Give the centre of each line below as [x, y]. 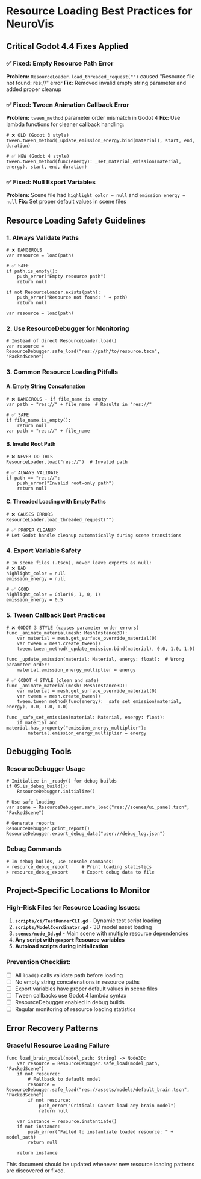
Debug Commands [34, 849]
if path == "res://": [33, 478]
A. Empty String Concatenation [46, 386]
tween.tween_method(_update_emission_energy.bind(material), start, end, [101, 141]
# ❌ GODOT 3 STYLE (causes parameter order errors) [73, 628]
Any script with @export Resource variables [70, 940]
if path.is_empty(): [32, 271]
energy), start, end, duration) [47, 167]
